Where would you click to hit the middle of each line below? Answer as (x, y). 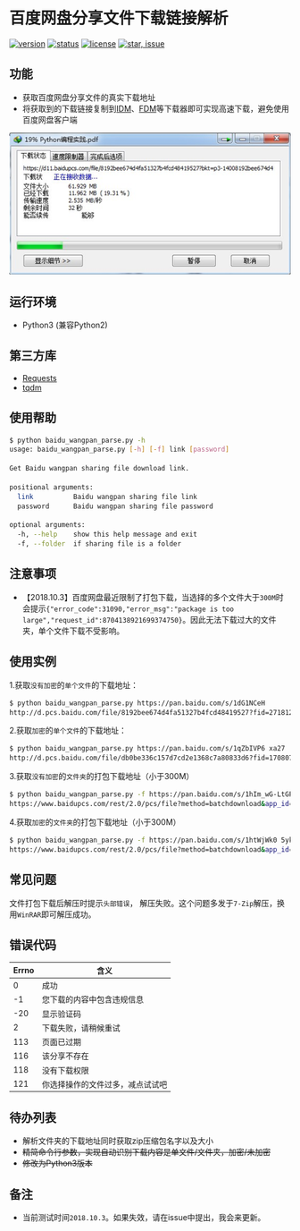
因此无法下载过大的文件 (233, 619)
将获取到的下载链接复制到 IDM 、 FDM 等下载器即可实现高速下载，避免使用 (156, 108)
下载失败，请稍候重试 (81, 1027)
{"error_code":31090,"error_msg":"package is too (140, 609)
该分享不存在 (65, 1056)
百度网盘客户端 (50, 119)
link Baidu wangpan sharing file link (108, 497)
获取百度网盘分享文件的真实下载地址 (89, 97)
